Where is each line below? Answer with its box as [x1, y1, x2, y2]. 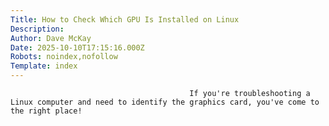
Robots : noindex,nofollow [10, 52, 118, 62]
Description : [10, 24, 65, 34]
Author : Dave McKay [10, 33, 92, 43]
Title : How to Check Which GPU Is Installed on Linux [10, 14, 240, 25]
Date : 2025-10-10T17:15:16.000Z [10, 42, 145, 53]
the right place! [10, 106, 83, 116]
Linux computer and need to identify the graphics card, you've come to [10, 97, 320, 107]
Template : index [10, 61, 78, 71]
